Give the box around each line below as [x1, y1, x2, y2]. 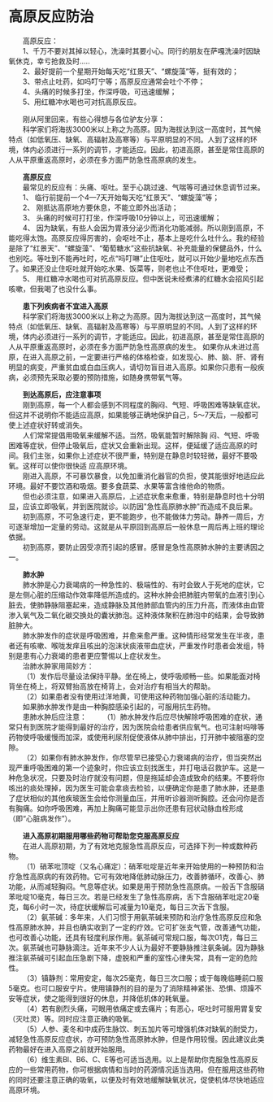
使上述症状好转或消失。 [8, 420, 87, 429]
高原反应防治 [8, 7, 95, 26]
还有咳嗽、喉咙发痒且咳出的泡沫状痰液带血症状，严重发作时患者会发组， [15, 640, 258, 651]
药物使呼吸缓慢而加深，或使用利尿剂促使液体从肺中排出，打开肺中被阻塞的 [8, 732, 258, 742]
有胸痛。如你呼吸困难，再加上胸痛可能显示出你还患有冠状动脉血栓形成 [8, 803, 244, 813]
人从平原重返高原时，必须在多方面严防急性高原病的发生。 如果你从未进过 [8, 342, 253, 351]
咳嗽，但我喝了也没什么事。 [8, 284, 102, 294]
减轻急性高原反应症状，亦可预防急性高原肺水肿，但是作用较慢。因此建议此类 [8, 1034, 265, 1043]
